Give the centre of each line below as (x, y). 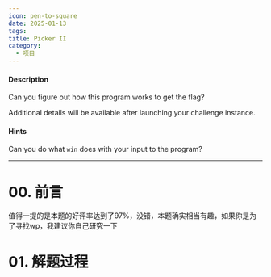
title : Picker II (38, 38)
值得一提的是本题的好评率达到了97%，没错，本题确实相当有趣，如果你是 (129, 216)
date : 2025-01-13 (38, 23)
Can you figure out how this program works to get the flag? (106, 97)
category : (25, 46)
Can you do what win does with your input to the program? (106, 149)
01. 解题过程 (48, 261)
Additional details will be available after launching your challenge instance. (132, 113)
